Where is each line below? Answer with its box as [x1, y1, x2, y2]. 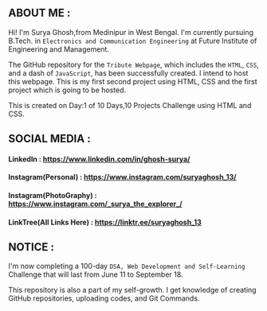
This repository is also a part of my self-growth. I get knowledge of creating [8, 286, 257, 295]
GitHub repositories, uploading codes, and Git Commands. [8, 294, 200, 303]
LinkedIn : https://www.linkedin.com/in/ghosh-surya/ [8, 154, 190, 164]
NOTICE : [8, 240, 54, 254]
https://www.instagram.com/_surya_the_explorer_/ [8, 199, 183, 208]
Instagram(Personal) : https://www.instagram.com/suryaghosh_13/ [8, 173, 237, 182]
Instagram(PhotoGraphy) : [8, 190, 97, 200]
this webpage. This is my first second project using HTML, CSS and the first [8, 76, 257, 86]
